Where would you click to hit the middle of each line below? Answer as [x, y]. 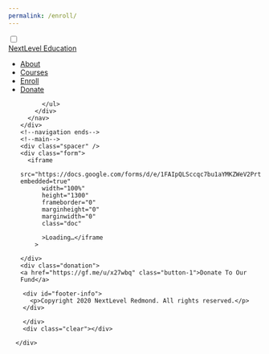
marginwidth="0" [69, 216]
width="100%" [63, 188]
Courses [34, 72]
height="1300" [65, 195]
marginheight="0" [71, 210]
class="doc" [61, 223]
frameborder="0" [69, 202]
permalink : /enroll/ [43, 16]
